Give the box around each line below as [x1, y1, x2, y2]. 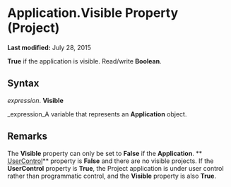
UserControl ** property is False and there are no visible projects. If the [7, 157, 214, 165]
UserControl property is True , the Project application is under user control [7, 164, 224, 172]
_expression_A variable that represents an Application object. [7, 109, 187, 118]
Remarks [7, 131, 48, 143]
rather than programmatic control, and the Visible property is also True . [7, 171, 217, 180]
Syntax [7, 78, 40, 90]
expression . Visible [7, 96, 64, 104]
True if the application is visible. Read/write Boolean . [7, 56, 162, 65]
